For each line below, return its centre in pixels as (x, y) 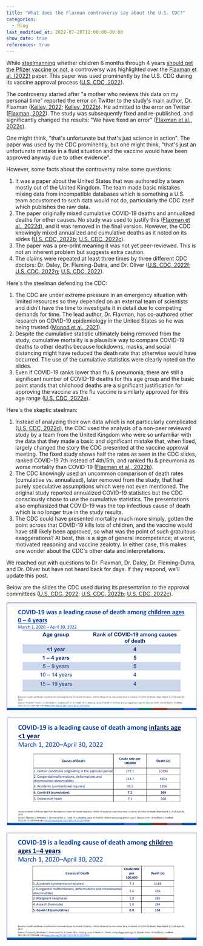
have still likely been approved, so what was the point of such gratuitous (105, 531)
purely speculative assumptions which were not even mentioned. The (102, 486)
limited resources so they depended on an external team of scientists (101, 301)
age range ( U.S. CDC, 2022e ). (52, 398)
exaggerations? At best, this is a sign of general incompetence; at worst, (105, 538)
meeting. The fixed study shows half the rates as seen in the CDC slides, (106, 454)
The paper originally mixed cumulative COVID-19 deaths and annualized (105, 213)
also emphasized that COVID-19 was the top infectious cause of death (103, 506)
